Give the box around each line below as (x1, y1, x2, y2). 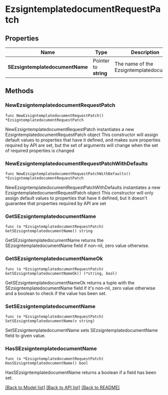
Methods (5, 86, 34, 95)
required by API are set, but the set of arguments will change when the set (5, 142, 158, 148)
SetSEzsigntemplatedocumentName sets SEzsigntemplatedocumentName (5, 327, 158, 333)
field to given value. (5, 332, 46, 338)
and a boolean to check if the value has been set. (5, 290, 107, 296)
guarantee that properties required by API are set (5, 200, 106, 206)
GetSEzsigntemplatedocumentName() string (5, 228, 93, 233)
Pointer (92, 57, 110, 64)
